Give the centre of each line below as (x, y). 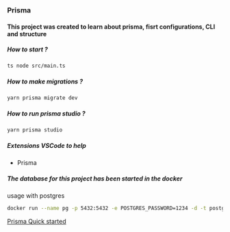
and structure (27, 34)
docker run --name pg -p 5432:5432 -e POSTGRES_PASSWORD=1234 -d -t (107, 208)
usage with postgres (36, 195)
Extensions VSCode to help (47, 145)
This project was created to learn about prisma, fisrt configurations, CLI (111, 27)
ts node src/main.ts (37, 66)
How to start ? (27, 49)
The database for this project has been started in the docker (95, 178)
